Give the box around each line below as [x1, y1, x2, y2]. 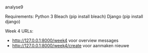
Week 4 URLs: [5, 28, 33, 34]
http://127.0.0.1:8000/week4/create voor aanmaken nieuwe [12, 43, 130, 48]
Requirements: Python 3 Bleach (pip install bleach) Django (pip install [5, 14, 143, 19]
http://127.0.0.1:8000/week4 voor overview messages [12, 37, 119, 43]
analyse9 [5, 4, 23, 10]
